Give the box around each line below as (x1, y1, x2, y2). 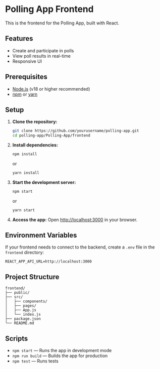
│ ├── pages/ (5, 303, 37, 308)
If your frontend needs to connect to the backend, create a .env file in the (5, 244, 155, 250)
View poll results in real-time (12, 53, 71, 59)
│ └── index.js (5, 312, 41, 317)
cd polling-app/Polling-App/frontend (12, 133, 91, 138)
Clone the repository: (12, 119, 57, 125)
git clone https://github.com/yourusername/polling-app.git (12, 128, 139, 133)
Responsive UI (12, 58, 42, 64)
